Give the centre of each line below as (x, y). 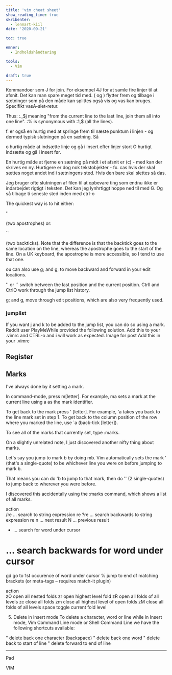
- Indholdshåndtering (33, 52)
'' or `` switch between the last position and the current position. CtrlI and (83, 285)
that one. (15, 260)
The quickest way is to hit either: (40, 204)
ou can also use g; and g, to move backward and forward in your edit (78, 269)
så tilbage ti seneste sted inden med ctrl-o (50, 194)
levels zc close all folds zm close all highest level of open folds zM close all (85, 601)
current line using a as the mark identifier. (50, 402)
